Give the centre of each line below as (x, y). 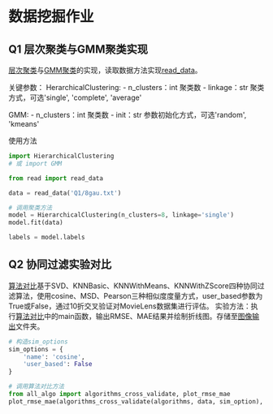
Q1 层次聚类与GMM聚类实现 (78, 49)
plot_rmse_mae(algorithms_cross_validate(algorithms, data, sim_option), (136, 401)
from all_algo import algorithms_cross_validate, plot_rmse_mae (119, 395)
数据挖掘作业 (52, 17)
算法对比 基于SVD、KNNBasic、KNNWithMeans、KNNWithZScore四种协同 (133, 286)
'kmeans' (24, 124)
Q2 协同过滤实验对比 (60, 265)
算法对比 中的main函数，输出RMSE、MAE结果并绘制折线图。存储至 (127, 316)
